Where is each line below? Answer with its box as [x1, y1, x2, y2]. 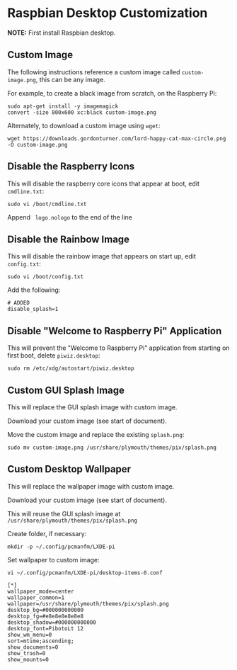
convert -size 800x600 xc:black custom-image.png [7, 108, 157, 116]
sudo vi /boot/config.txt [7, 273, 83, 280]
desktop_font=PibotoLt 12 [7, 625, 83, 632]
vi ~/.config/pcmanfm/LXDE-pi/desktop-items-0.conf [7, 569, 163, 577]
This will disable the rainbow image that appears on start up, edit [7, 252, 196, 261]
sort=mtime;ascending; [7, 637, 74, 645]
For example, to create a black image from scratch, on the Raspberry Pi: [7, 89, 217, 97]
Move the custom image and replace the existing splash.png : [7, 431, 185, 438]
